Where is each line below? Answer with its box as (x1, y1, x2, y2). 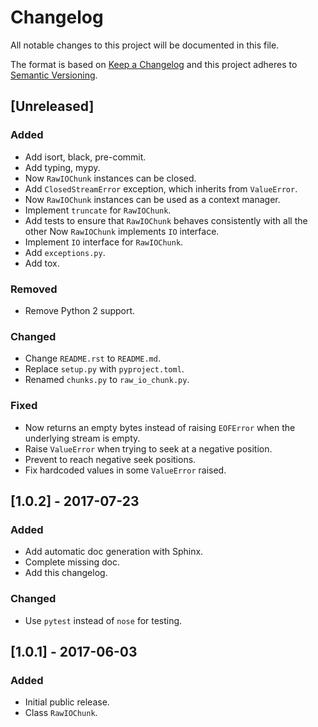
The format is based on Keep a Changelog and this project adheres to (10, 58, 298, 70)
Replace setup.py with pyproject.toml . (24, 363, 185, 375)
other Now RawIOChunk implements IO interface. (24, 225, 220, 237)
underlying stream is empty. (24, 432, 141, 444)
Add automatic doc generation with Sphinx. (24, 546, 204, 558)
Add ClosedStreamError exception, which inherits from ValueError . (24, 182, 298, 195)
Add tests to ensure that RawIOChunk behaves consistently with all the (24, 214, 308, 226)
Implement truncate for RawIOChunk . (24, 204, 172, 216)
